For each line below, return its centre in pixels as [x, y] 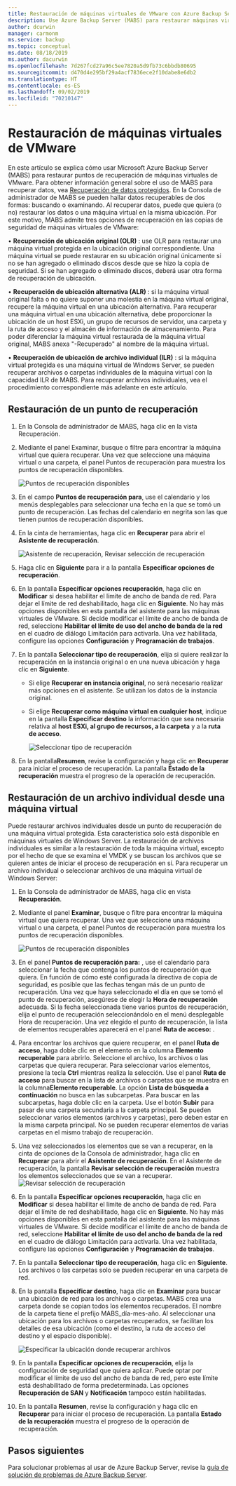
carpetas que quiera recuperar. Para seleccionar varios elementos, [114, 1065]
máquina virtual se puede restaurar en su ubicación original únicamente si [114, 255]
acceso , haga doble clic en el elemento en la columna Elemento [111, 1050]
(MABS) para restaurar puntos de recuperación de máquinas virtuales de [113, 175]
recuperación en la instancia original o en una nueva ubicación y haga [119, 662]
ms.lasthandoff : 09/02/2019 [49, 92]
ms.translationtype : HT [43, 79]
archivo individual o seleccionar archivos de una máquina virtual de [105, 870]
